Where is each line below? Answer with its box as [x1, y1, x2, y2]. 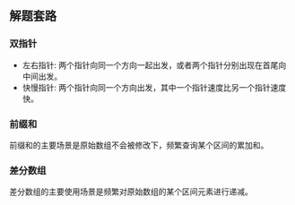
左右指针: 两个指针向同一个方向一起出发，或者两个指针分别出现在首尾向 [22, 59, 287, 70]
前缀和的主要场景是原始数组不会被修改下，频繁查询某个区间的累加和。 [9, 140, 269, 150]
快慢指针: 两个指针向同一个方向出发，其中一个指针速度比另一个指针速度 [22, 81, 287, 92]
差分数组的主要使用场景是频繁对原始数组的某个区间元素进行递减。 [9, 186, 253, 197]
